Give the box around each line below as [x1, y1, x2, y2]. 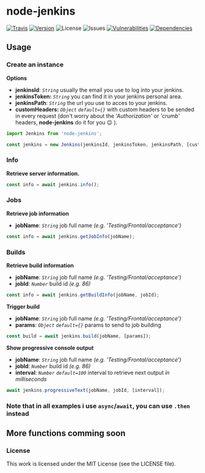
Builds [6, 248, 26, 256]
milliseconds [15, 375, 47, 383]
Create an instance [6, 60, 64, 69]
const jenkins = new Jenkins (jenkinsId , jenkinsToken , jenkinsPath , [6, 142, 184, 148]
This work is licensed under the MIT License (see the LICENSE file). [6, 460, 176, 468]
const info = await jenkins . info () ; [6, 181, 99, 187]
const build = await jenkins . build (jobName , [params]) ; [6, 333, 151, 339]
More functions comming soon [6, 428, 126, 438]
